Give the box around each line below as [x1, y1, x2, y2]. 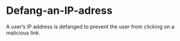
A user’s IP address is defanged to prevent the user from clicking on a [6, 23, 175, 30]
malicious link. [6, 29, 41, 36]
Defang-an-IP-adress [6, 4, 113, 17]
